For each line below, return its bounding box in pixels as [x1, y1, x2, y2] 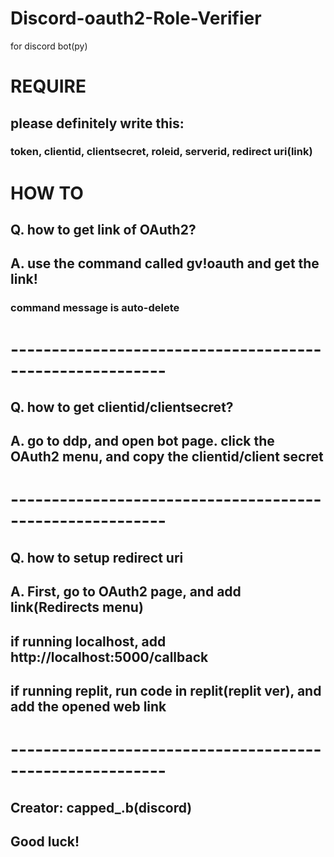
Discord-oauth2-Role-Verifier [10, 7, 262, 30]
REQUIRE [10, 75, 87, 98]
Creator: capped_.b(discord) [10, 799, 193, 816]
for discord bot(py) [10, 40, 88, 52]
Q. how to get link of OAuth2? [10, 222, 197, 239]
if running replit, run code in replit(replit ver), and [10, 683, 322, 700]
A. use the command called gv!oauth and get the [10, 255, 320, 272]
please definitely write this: [10, 115, 185, 132]
